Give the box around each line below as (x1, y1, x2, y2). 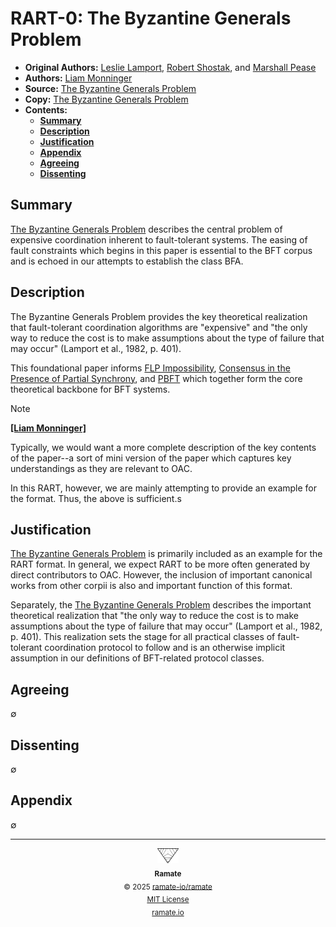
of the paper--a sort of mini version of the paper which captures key (10, 452, 292, 464)
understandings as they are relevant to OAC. (10, 462, 193, 474)
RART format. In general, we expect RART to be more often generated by (10, 558, 311, 571)
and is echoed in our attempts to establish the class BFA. (10, 255, 244, 267)
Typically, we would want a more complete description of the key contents (10, 441, 317, 453)
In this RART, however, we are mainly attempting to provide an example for (10, 482, 318, 494)
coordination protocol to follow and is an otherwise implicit (44, 642, 286, 654)
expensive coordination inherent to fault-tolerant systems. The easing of (10, 233, 308, 246)
